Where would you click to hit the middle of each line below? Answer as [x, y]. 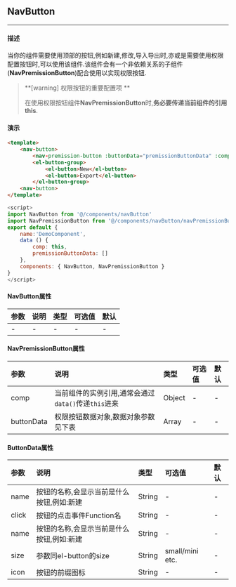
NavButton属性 [29, 296]
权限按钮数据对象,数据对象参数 [105, 417]
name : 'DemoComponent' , [53, 234]
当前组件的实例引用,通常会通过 [105, 393]
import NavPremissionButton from [56, 220]
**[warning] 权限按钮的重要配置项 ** [77, 88]
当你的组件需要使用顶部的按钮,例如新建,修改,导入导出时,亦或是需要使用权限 [116, 55]
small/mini [182, 551]
